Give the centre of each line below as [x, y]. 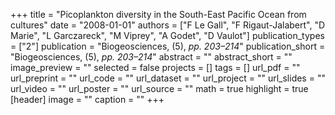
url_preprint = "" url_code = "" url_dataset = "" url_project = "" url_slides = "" [168, 78]
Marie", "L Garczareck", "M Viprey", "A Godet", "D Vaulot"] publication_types [167, 35]
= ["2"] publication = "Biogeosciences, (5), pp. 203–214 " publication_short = [168, 46]
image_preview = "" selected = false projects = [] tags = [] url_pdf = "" [155, 67]
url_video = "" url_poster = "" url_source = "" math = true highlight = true [159, 88]
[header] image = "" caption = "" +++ [87, 99]
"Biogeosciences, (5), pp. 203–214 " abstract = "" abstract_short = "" [151, 57]
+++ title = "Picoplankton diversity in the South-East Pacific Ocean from [158, 14]
